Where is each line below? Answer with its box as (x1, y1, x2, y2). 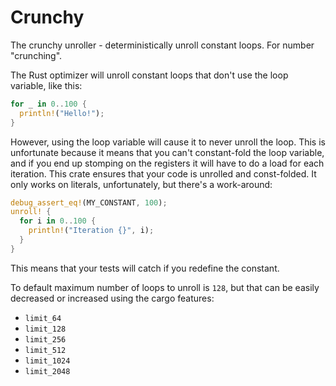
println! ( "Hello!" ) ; (19, 108, 105, 118)
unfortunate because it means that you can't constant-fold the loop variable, (10, 146, 325, 158)
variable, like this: (10, 79, 83, 91)
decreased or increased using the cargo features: (10, 292, 215, 304)
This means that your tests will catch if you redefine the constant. (10, 262, 280, 274)
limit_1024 (24, 356, 71, 366)
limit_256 (24, 334, 67, 345)
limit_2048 (24, 366, 71, 376)
